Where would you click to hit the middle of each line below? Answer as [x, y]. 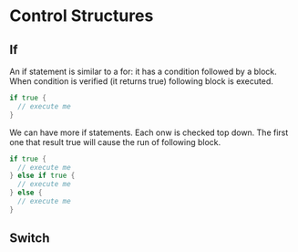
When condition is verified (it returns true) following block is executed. [141, 81]
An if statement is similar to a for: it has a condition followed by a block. [144, 71]
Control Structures [82, 16]
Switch [30, 238]
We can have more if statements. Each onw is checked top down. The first [149, 132]
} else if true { [42, 176]
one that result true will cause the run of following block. [115, 142]
